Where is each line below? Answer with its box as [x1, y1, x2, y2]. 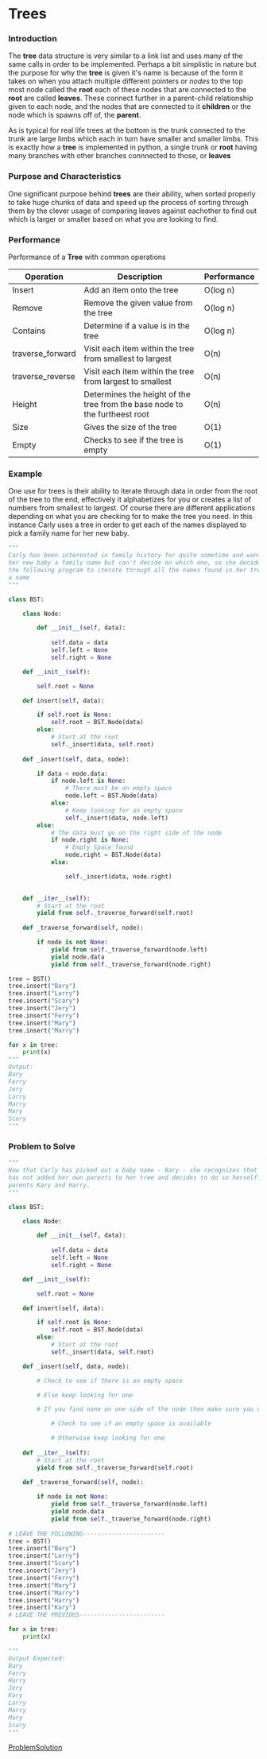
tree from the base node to [83, 399, 184, 410]
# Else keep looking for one [37, 1391, 133, 1399]
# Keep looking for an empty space [64, 806, 183, 815]
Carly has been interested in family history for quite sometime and [8, 552, 244, 560]
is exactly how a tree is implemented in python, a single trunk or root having [8, 142, 257, 152]
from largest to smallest [83, 376, 172, 387]
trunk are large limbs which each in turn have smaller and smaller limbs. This [8, 134, 259, 144]
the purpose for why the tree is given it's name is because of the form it [8, 68, 244, 78]
